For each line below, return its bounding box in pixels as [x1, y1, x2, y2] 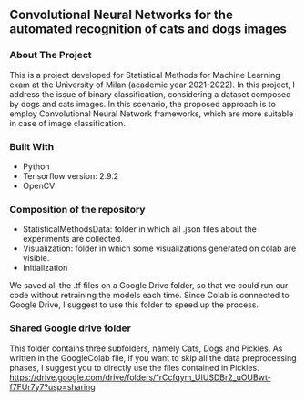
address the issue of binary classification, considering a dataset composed [9, 88, 291, 99]
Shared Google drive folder [9, 322, 132, 335]
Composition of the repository [9, 203, 146, 216]
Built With [9, 140, 55, 153]
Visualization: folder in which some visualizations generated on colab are [22, 243, 297, 254]
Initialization [22, 263, 68, 274]
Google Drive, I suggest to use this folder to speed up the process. [9, 299, 259, 310]
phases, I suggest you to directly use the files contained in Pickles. [9, 362, 259, 373]
